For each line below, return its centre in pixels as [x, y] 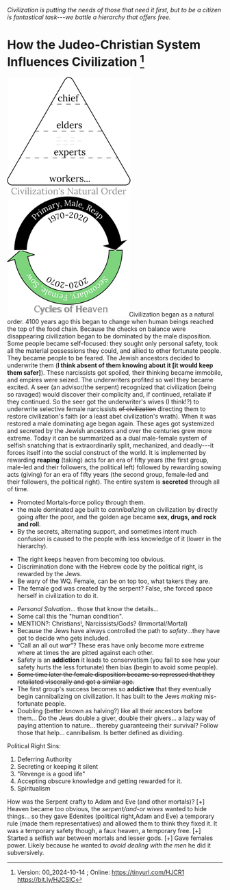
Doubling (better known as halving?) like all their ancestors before [110, 711]
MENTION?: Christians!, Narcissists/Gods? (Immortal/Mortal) [102, 623]
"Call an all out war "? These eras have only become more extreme [111, 645]
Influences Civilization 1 [76, 61]
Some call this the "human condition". [70, 617]
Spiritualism [34, 789]
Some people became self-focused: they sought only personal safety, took [113, 344]
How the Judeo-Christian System [104, 45]
